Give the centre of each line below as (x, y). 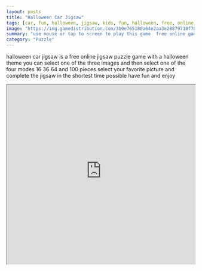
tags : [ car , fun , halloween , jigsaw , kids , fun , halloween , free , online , (101, 23)
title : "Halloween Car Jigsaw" (45, 17)
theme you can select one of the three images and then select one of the (96, 63)
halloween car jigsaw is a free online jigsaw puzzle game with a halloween (97, 57)
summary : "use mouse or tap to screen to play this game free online (96, 34)
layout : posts (24, 12)
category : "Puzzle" (30, 39)
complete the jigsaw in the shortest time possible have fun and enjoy (91, 76)
